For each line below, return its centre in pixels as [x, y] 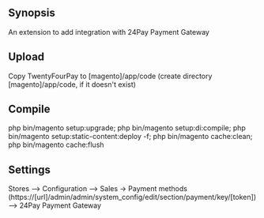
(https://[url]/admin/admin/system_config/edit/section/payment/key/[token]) [132, 197]
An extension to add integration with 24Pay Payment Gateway [109, 32]
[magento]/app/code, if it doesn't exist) [72, 84]
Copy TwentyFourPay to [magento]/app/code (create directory [110, 76]
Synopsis [32, 13]
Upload [26, 57]
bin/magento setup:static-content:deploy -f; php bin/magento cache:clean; [130, 137]
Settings [30, 169]
